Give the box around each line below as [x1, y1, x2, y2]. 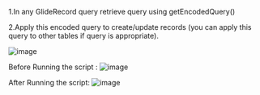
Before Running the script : [8, 62, 98, 72]
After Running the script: [8, 78, 91, 87]
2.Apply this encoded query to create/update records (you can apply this [8, 23, 252, 31]
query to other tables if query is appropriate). [8, 31, 160, 40]
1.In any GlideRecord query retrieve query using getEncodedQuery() [8, 7, 236, 16]
